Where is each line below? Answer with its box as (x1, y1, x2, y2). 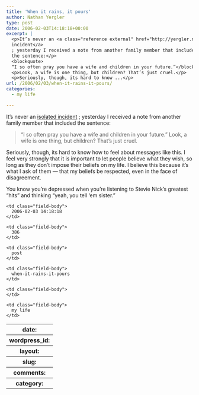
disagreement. (6, 173, 41, 181)
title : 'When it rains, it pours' (6, 8, 92, 15)
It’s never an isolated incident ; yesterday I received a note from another (6, 113, 182, 120)
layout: (20, 347, 40, 355)
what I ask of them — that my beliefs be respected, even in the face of (6, 168, 178, 175)
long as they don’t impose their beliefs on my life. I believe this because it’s (6, 161, 189, 168)
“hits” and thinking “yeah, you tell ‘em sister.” (6, 191, 115, 199)
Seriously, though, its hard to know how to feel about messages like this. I (6, 148, 185, 156)
